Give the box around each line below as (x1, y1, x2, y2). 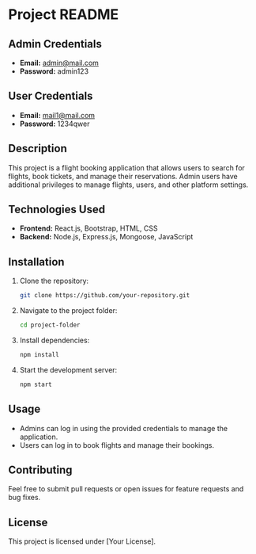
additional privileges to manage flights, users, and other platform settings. (8, 180, 249, 189)
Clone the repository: (19, 276, 89, 286)
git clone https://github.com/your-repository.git (19, 292, 190, 300)
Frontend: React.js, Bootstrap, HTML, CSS (19, 224, 158, 233)
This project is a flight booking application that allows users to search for (8, 162, 245, 172)
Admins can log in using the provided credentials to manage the (19, 423, 228, 433)
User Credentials (8, 90, 93, 103)
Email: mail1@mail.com (19, 110, 96, 120)
